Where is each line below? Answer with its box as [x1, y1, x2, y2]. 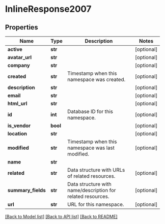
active [7, 46, 23, 53]
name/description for [67, 187, 116, 193]
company [7, 62, 30, 68]
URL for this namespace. [67, 201, 124, 208]
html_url [7, 100, 27, 107]
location [7, 130, 27, 137]
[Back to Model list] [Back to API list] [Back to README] [5, 214, 118, 220]
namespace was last [67, 144, 115, 151]
